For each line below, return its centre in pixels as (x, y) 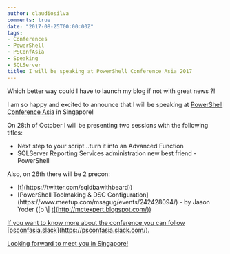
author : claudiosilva (38, 13)
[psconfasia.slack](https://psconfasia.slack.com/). (79, 230)
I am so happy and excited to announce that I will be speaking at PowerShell (115, 104)
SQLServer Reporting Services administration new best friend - (107, 153)
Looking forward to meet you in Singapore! (68, 243)
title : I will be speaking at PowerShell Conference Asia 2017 (100, 71)
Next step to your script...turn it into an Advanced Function (100, 146)
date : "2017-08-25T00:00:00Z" (51, 26)
